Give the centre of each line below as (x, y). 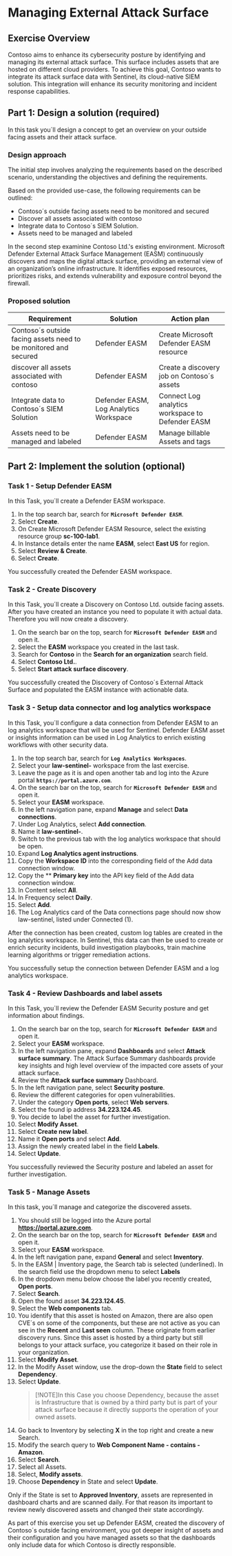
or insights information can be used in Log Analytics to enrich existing (107, 737)
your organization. (44, 1353)
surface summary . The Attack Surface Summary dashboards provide (117, 1058)
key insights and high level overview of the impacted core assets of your (120, 1065)
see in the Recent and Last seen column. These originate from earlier (116, 1330)
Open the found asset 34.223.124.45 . (72, 1301)
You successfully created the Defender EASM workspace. (90, 572)
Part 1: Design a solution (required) (84, 113)
